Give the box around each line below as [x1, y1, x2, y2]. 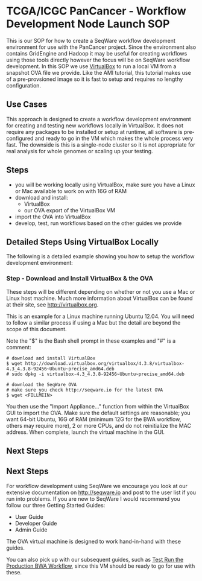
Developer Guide [14, 519, 57, 527]
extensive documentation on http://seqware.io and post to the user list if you [6, 489, 197, 496]
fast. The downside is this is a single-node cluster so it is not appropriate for [6, 141, 195, 148]
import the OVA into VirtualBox [14, 213, 91, 220]
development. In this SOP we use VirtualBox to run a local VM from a [6, 62, 177, 70]
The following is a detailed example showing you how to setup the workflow [6, 253, 195, 260]
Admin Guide [14, 526, 48, 533]
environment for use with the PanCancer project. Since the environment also [6, 43, 197, 51]
